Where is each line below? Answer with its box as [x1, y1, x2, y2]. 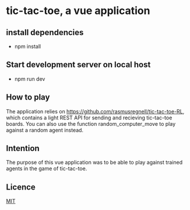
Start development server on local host [6, 60, 151, 70]
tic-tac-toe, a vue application [6, 4, 150, 18]
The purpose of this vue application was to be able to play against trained [6, 159, 183, 166]
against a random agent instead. [6, 126, 83, 133]
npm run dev [14, 75, 45, 82]
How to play [6, 92, 50, 102]
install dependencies [6, 27, 84, 37]
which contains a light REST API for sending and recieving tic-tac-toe [6, 114, 173, 121]
